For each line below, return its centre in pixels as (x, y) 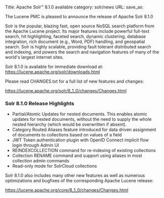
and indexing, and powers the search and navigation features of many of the (82, 52)
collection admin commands (41, 161)
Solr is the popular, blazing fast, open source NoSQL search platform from (80, 26)
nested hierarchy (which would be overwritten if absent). (69, 125)
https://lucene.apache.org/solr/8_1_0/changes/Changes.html (66, 91)
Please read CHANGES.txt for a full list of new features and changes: (75, 81)
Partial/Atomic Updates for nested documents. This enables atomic (80, 114)
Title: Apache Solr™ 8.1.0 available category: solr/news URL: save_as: (74, 7)
